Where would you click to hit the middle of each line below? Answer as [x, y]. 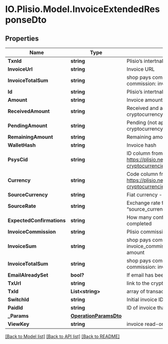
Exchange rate [144, 203]
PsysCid [18, 159]
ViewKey [18, 324]
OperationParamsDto [96, 316]
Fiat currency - [144, 195]
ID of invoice [141, 308]
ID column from [145, 153]
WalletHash [22, 145]
